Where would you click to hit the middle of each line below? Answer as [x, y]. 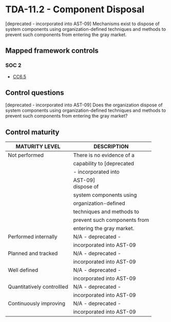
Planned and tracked [33, 254]
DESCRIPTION [111, 146]
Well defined [23, 270]
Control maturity [33, 132]
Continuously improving [37, 304]
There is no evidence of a [104, 155]
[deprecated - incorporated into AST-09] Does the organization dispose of [84, 105]
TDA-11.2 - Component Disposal [75, 10]
